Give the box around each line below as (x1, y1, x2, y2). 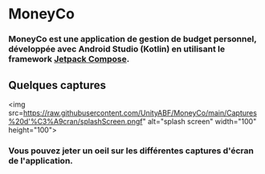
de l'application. (8, 155, 74, 166)
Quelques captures (8, 78, 107, 92)
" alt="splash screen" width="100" (142, 116, 257, 126)
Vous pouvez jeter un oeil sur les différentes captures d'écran (8, 145, 255, 156)
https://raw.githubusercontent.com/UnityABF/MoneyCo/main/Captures (22, 107, 257, 117)
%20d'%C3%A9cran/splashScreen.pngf (8, 116, 143, 126)
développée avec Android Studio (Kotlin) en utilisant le (8, 43, 226, 55)
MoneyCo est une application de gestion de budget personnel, (8, 34, 257, 45)
